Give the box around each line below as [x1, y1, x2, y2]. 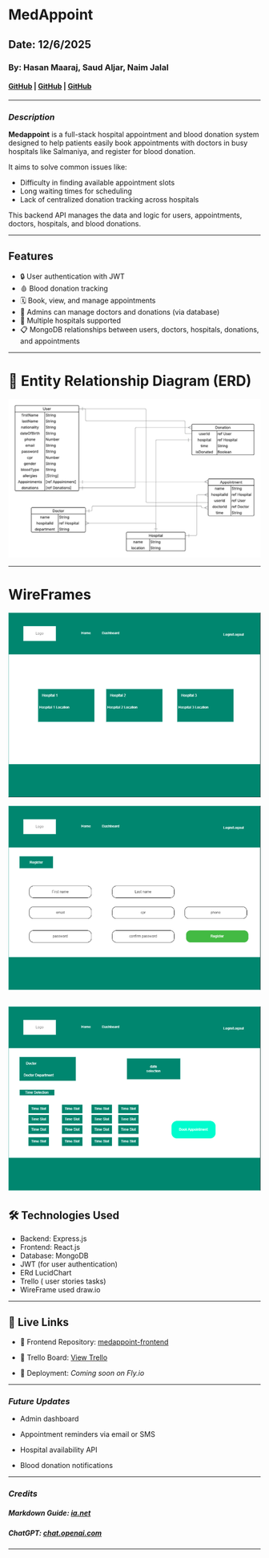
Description [8, 111, 55, 122]
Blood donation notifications [19, 1461, 114, 1471]
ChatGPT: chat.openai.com [8, 1527, 102, 1538]
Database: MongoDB [19, 1251, 89, 1260]
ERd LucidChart [19, 1267, 72, 1277]
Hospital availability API [19, 1445, 98, 1454]
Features [8, 250, 54, 263]
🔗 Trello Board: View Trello [19, 1353, 108, 1362]
